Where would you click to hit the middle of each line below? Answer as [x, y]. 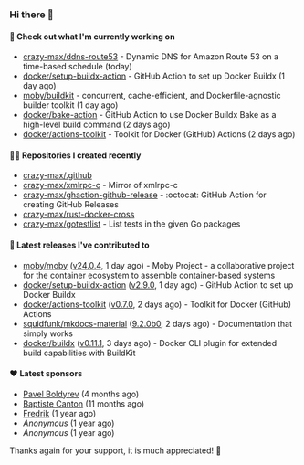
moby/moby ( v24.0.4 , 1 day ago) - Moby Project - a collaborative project [158, 265]
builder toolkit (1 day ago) [70, 105]
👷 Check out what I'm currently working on [92, 37]
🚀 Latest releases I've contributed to [79, 245]
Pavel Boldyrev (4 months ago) [81, 394]
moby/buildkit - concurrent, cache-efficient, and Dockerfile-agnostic [152, 96]
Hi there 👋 [32, 15]
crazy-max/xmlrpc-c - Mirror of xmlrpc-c [100, 185]
